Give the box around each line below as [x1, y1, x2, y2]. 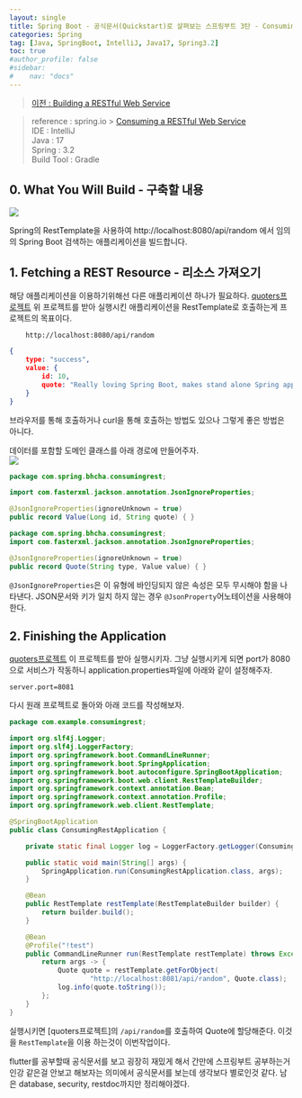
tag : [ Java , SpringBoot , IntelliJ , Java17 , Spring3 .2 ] [9, 38, 219, 48]
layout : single [9, 13, 67, 23]
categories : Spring [9, 30, 83, 39]
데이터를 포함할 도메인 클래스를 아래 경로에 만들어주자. [9, 445, 200, 456]
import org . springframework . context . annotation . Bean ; [9, 785, 216, 794]
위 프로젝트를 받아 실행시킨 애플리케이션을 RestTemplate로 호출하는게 [32, 302, 279, 313]
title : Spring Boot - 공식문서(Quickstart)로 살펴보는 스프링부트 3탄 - [9, 22, 259, 31]
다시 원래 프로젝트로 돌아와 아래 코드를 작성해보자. [9, 700, 185, 711]
